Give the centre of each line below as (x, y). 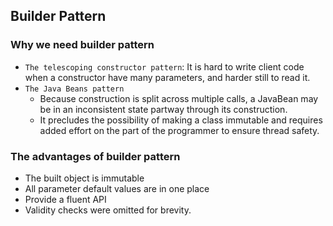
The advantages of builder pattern (95, 156)
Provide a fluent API (65, 199)
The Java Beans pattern (74, 89)
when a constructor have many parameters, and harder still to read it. (167, 77)
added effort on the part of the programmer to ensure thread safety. (179, 130)
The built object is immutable (84, 178)
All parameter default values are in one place (117, 188)
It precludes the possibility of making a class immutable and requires (181, 120)
